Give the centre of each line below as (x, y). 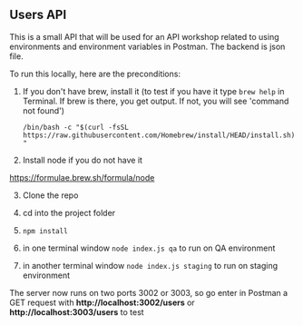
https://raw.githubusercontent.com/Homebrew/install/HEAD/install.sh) (159, 135)
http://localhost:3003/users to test (77, 311)
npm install (45, 231)
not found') (44, 110)
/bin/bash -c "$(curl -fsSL (75, 127)
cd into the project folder (69, 212)
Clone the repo (50, 195)
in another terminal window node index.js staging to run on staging (150, 265)
